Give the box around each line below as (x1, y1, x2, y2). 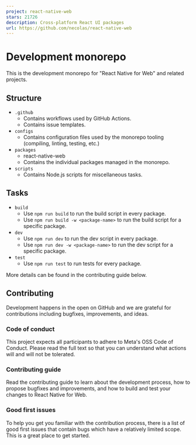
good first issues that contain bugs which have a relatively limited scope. (6, 426, 181, 433)
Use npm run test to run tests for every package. (23, 260, 142, 267)
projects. (6, 76, 27, 83)
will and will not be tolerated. (6, 350, 75, 357)
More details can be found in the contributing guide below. (6, 271, 147, 278)
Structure (6, 93, 42, 103)
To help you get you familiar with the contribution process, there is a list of (6, 419, 185, 426)
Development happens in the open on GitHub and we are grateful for (6, 304, 171, 311)
